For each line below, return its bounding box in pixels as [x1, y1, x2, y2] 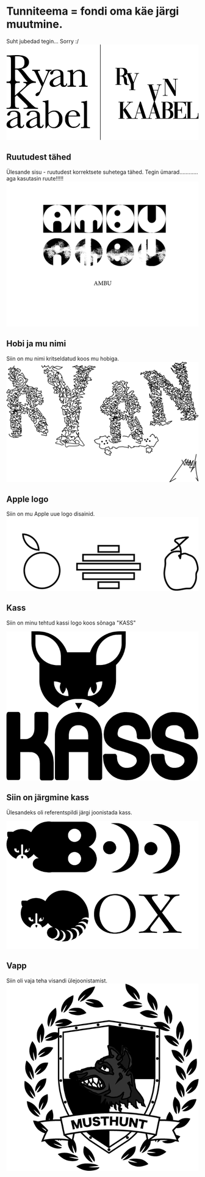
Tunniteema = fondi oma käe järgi [6, 4, 179, 18]
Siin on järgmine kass [6, 792, 90, 803]
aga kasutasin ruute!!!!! [6, 174, 64, 182]
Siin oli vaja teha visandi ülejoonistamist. [6, 977, 108, 984]
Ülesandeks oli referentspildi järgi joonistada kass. [6, 809, 132, 816]
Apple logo [6, 494, 49, 504]
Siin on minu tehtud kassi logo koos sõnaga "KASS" [6, 619, 136, 626]
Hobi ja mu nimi [6, 338, 67, 349]
